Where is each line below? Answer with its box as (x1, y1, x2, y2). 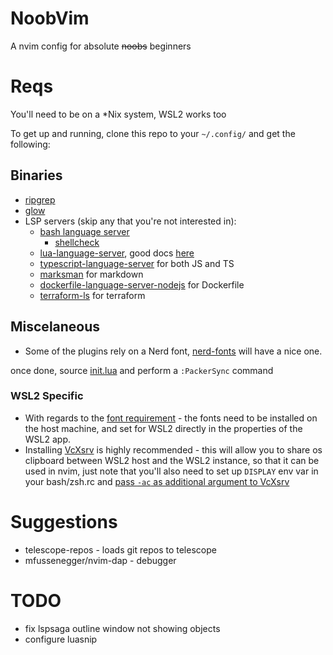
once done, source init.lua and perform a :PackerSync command (10, 364, 274, 376)
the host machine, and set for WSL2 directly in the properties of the (24, 422, 303, 434)
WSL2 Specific (10, 389, 84, 403)
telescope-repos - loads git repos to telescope (24, 543, 217, 556)
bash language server (39, 225, 130, 237)
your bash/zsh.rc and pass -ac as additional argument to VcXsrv (24, 475, 290, 487)
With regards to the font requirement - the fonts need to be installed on (24, 412, 318, 424)
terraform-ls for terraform (39, 289, 146, 301)
